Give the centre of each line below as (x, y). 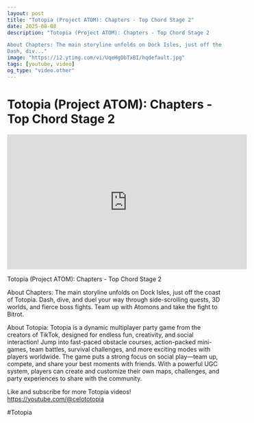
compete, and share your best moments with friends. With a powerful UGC (112, 363)
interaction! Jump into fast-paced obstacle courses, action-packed (102, 342)
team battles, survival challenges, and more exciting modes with (120, 349)
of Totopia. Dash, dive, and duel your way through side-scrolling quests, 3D (114, 300)
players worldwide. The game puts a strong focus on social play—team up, (113, 356)
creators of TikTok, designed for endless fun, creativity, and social (100, 335)
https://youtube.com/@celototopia (56, 399)
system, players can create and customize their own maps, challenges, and (113, 371)
